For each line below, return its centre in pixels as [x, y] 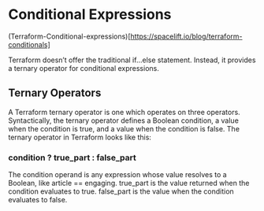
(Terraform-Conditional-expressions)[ [70, 36]
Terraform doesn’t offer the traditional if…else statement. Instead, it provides [132, 60]
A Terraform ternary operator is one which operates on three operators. [124, 112]
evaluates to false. [38, 200]
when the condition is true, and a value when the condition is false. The [124, 128]
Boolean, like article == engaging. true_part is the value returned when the [129, 183]
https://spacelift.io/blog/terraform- [186, 36]
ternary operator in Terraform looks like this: [80, 137]
